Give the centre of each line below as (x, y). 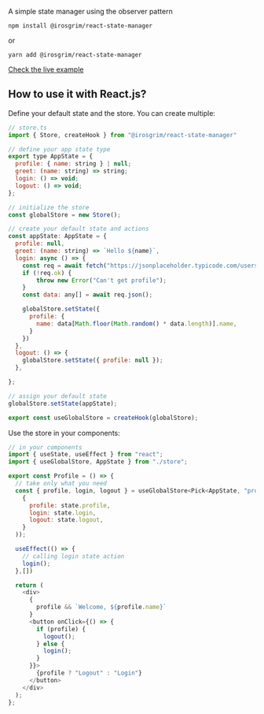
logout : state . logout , (66, 520)
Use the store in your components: (64, 433)
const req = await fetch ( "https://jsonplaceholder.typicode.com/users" (142, 266)
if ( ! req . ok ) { (47, 273)
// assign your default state (58, 396)
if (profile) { (61, 629)
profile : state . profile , (70, 505)
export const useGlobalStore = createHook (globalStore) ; (103, 418)
